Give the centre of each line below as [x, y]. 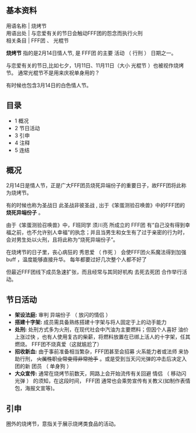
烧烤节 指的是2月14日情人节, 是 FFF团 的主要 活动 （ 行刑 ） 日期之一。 [91, 53]
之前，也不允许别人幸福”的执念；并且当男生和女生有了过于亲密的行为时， [99, 232]
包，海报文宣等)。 [36, 388]
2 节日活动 [27, 128]
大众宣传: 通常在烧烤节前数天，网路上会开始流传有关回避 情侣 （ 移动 [98, 374]
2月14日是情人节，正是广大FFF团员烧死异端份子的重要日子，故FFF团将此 [94, 185]
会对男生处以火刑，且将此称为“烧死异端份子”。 [62, 240]
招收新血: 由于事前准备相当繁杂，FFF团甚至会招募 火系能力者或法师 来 [99, 351]
